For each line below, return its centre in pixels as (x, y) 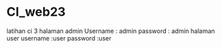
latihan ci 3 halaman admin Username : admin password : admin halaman (111, 31)
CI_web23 (36, 12)
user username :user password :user (59, 38)
